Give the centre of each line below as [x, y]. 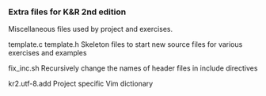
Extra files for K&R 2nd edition [67, 12]
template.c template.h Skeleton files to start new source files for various [125, 44]
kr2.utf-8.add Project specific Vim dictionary [81, 84]
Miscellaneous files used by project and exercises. [91, 29]
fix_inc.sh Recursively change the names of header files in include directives [133, 68]
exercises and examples [47, 53]
